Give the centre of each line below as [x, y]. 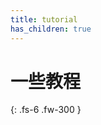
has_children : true [51, 29]
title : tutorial [44, 19]
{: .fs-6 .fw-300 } [46, 110]
